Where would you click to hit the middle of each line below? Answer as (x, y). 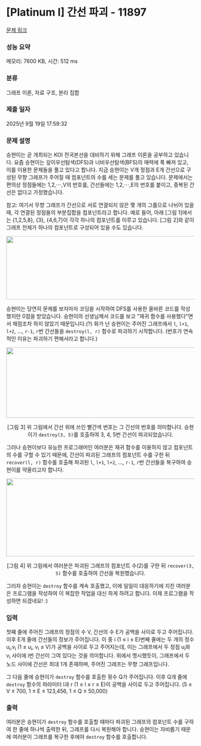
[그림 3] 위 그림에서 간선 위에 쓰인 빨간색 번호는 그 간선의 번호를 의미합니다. (95, 427)
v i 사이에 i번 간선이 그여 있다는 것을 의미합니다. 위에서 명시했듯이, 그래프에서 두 (98, 656)
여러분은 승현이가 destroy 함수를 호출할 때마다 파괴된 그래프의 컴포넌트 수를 (95, 722)
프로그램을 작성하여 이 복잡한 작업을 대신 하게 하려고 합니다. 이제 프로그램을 (100, 593)
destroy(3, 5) (56, 435)
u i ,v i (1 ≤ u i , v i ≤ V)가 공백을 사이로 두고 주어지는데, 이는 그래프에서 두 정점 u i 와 (98, 648)
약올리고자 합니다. (43, 470)
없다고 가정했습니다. (40, 192)
